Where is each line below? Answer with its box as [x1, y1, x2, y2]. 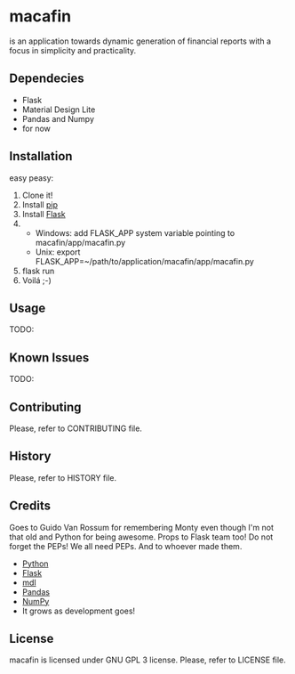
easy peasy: [9, 172, 54, 183]
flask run [21, 265, 55, 276]
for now [21, 123, 52, 134]
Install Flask [21, 208, 67, 219]
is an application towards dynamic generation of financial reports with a [9, 36, 272, 46]
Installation [9, 149, 73, 164]
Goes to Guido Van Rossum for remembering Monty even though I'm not [9, 522, 274, 532]
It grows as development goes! [21, 605, 136, 616]
